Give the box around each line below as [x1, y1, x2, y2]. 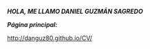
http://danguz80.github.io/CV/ [7, 34, 93, 42]
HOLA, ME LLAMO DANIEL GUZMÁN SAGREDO [7, 8, 143, 15]
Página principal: [7, 21, 58, 28]
